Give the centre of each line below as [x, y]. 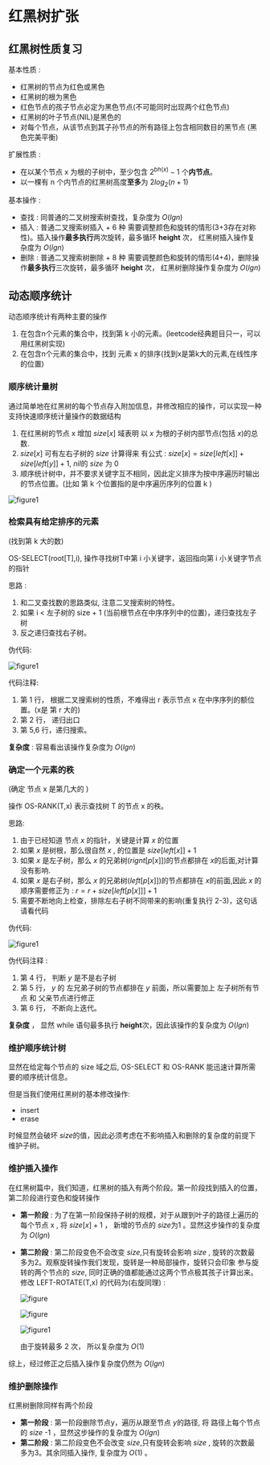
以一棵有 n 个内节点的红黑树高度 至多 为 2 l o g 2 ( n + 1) [104, 183]
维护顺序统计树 [37, 1048]
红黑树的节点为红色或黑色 [62, 87]
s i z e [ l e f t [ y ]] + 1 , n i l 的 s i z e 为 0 [69, 463]
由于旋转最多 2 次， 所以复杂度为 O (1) [82, 1346]
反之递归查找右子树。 [55, 633]
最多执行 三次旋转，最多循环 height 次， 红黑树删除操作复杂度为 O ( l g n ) [144, 268]
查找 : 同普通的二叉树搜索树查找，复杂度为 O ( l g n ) [101, 218]
